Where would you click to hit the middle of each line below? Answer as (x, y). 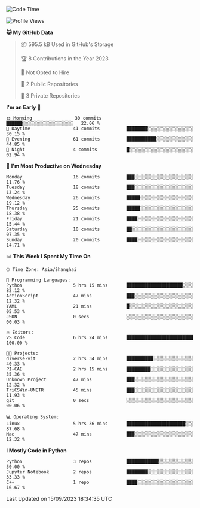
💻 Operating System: (33, 417)
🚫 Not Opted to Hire (45, 72)
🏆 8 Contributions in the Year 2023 (64, 59)
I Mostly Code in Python (36, 451)
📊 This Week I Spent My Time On (48, 256)
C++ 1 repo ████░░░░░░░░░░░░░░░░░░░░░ (100, 482)
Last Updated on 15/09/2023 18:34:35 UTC (59, 499)
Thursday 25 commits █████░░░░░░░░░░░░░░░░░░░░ (100, 208)
